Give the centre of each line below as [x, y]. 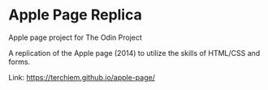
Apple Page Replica [75, 15]
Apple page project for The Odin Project [75, 37]
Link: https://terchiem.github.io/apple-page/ [82, 77]
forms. [19, 62]
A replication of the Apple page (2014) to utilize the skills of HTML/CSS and [134, 53]
